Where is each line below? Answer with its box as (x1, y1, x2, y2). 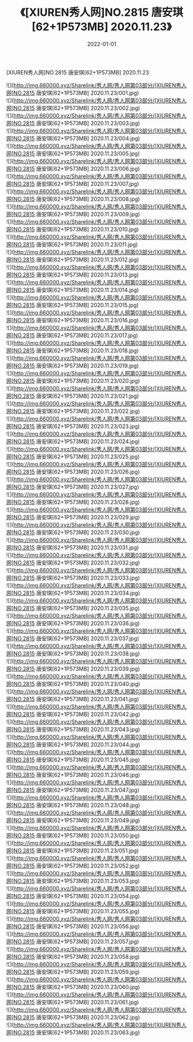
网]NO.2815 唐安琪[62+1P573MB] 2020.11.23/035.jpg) (6, 604, 140, 612)
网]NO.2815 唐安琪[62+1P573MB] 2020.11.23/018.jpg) (6, 347, 139, 354)
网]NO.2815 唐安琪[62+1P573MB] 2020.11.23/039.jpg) (6, 665, 140, 672)
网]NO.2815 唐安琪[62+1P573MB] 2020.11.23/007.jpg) (6, 180, 139, 187)
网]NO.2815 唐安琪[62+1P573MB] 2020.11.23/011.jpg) (6, 241, 138, 248)
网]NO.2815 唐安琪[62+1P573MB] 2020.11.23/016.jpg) (6, 316, 139, 324)
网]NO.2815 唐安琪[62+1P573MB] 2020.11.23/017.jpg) (6, 332, 138, 339)
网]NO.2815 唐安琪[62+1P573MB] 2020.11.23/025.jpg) (6, 453, 140, 460)
